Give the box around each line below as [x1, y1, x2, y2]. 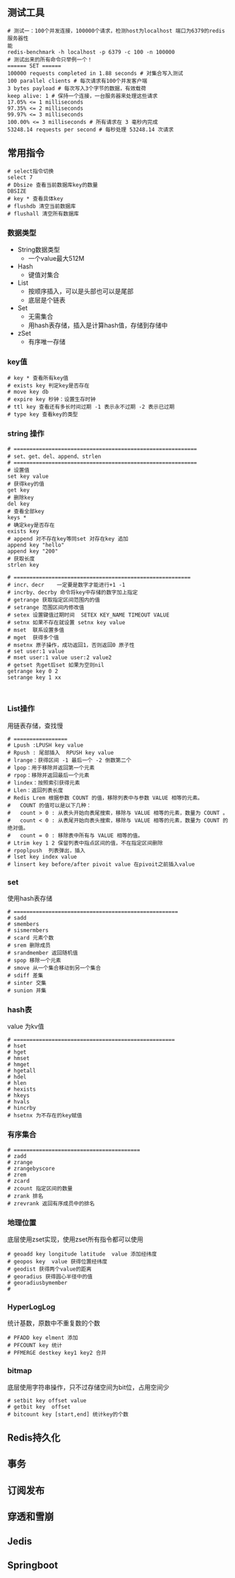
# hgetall [7, 1067, 37, 1075]
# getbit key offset [7, 1403, 71, 1410]
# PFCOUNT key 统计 [7, 1342, 63, 1349]
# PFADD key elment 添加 [7, 1334, 78, 1341]
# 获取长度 [7, 555, 35, 562]
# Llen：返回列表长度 [7, 787, 64, 794]
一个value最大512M [28, 254, 85, 262]
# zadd [7, 1152, 27, 1160]
